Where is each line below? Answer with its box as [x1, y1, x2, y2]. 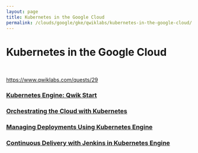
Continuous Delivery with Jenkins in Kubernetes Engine [6, 139, 170, 147]
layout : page [6, 8, 39, 15]
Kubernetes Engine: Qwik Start [6, 91, 97, 100]
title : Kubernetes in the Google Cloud [6, 14, 105, 20]
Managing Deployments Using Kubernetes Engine [6, 123, 153, 131]
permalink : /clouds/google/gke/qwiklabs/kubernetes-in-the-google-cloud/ [6, 20, 193, 26]
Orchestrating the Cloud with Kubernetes [6, 107, 127, 116]
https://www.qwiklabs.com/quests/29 [6, 76, 98, 84]
